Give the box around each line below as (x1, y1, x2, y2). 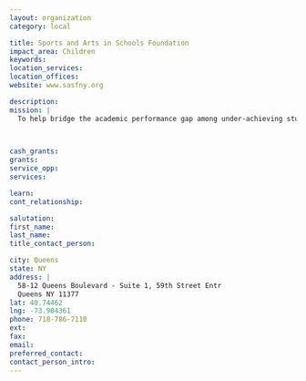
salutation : (9, 213, 55, 223)
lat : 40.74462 (9, 298, 64, 307)
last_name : (9, 231, 51, 240)
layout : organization (9, 13, 92, 23)
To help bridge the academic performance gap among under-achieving (17, 114, 283, 123)
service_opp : (9, 164, 59, 173)
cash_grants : (9, 147, 59, 156)
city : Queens (9, 256, 59, 265)
